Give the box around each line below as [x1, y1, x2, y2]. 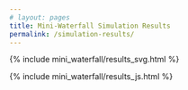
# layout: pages [9, 12, 70, 22]
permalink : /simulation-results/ [9, 29, 135, 38]
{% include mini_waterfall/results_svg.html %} [9, 54, 180, 65]
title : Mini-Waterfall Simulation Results [9, 21, 171, 30]
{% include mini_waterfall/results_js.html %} [9, 71, 174, 82]
